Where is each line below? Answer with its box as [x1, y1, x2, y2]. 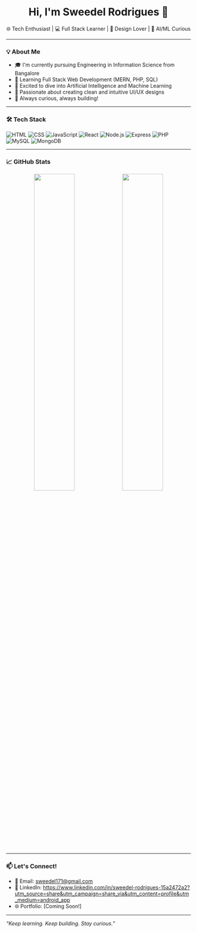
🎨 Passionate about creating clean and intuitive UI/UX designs [14, 88, 165, 96]
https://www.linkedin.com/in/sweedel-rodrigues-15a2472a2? [43, 884, 191, 891]
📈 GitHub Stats [6, 158, 51, 166]
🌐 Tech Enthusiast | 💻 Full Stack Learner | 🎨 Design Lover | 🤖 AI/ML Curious [6, 25, 191, 32]
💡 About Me [6, 47, 40, 55]
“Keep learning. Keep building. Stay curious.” [6, 920, 116, 927]
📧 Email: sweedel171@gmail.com [14, 878, 93, 885]
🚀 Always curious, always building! [14, 95, 98, 102]
